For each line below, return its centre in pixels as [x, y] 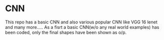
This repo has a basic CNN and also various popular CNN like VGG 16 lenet [81, 22]
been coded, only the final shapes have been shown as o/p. [66, 32]
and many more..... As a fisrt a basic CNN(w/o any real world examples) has [82, 27]
